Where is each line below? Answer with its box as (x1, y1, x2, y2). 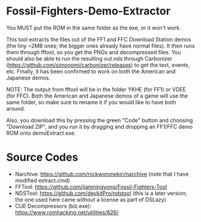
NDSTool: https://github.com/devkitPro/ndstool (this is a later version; (14, 190, 187, 197)
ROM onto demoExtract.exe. (6, 129, 76, 137)
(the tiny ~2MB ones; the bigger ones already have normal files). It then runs (6, 42, 195, 49)
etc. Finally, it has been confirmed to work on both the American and (6, 67, 176, 75)
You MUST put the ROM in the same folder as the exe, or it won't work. (6, 24, 181, 31)
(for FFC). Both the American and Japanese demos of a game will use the (6, 92, 188, 99)
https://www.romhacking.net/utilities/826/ (14, 209, 119, 216)
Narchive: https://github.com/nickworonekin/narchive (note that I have (14, 170, 189, 177)
